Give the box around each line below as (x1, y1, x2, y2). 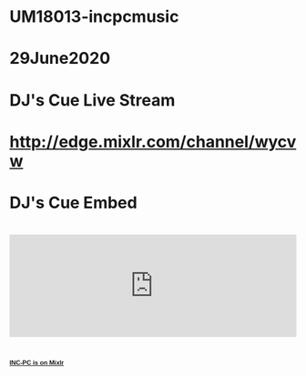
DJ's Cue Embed (9, 192, 138, 213)
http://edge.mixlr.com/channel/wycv (9, 131, 297, 152)
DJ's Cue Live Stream (9, 89, 176, 110)
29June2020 (9, 48, 111, 69)
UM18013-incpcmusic (9, 6, 179, 27)
